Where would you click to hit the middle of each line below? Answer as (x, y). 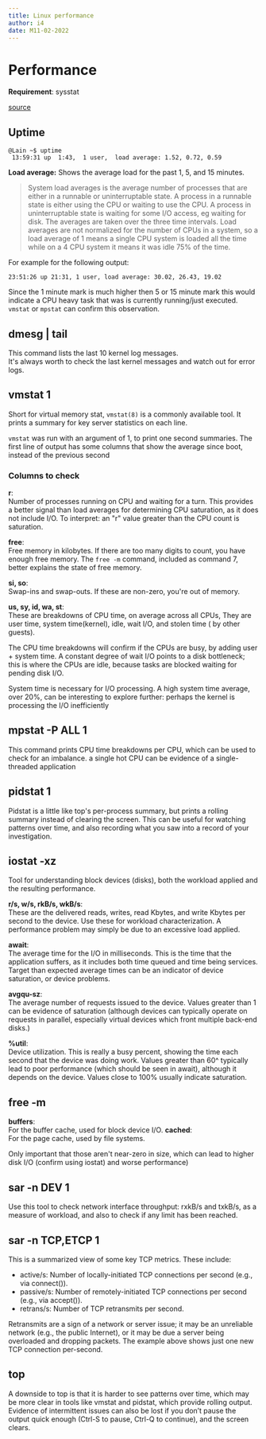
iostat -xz (33, 861)
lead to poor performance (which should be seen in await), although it (122, 1069)
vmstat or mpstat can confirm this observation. (84, 309)
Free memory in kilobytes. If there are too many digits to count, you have (127, 551)
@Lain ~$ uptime (35, 151)
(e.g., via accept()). (51, 1300)
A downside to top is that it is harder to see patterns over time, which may (129, 1394)
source (20, 108)
